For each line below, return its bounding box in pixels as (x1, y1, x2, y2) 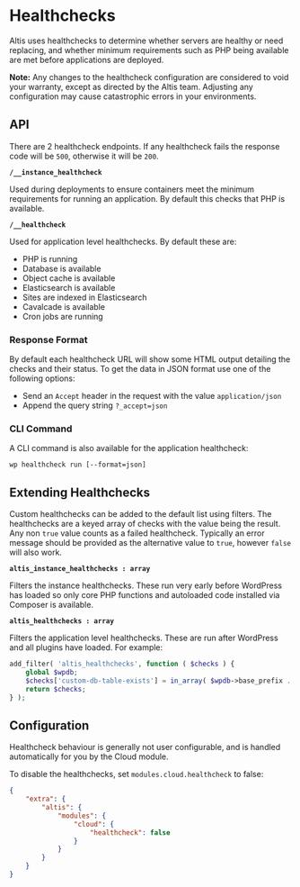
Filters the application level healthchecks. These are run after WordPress (9, 632, 278, 644)
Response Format (9, 333, 88, 346)
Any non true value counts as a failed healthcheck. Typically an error (9, 528, 265, 539)
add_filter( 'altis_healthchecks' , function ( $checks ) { (9, 659, 235, 669)
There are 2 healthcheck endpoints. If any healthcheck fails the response (9, 140, 280, 151)
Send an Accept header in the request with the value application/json (22, 391, 282, 402)
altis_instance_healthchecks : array (9, 565, 151, 574)
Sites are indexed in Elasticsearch (22, 292, 147, 303)
